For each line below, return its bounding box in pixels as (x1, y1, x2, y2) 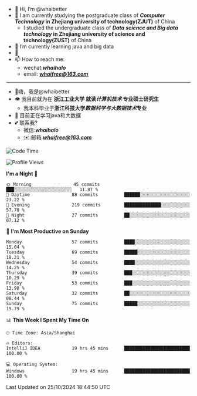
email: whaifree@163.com (23, 70, 89, 77)
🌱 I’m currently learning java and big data (14, 43, 114, 50)
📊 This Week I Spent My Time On (6, 317, 89, 323)
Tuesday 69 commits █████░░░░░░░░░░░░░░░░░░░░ (6, 249, 191, 255)
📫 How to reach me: (14, 56, 65, 63)
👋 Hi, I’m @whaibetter (14, 6, 67, 12)
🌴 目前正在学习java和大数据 (14, 112, 81, 119)
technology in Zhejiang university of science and (23, 31, 145, 38)
